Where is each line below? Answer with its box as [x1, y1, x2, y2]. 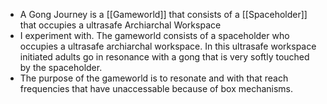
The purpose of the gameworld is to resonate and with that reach [19, 72, 289, 84]
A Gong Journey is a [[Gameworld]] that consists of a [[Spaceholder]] [19, 9, 308, 20]
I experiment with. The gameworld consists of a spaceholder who [19, 30, 290, 41]
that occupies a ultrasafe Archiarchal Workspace [19, 19, 222, 31]
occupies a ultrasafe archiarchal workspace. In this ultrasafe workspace [19, 40, 317, 52]
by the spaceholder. [19, 62, 103, 73]
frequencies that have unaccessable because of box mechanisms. [19, 83, 294, 94]
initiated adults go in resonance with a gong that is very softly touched [19, 51, 310, 63]
